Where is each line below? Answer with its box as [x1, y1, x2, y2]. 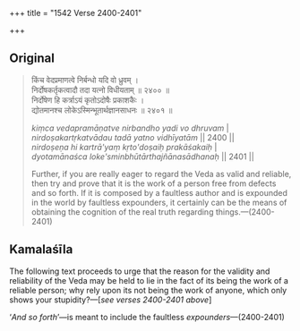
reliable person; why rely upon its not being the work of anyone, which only [9, 284, 287, 295]
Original [9, 51, 56, 66]
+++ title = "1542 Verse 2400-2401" [9, 8, 142, 18]
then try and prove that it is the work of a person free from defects [30, 178, 277, 189]
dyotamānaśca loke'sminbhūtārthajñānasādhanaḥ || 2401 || [30, 151, 255, 162]
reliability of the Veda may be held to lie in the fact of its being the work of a [9, 275, 289, 285]
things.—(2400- [215, 206, 275, 217]
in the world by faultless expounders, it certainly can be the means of [30, 197, 287, 208]
